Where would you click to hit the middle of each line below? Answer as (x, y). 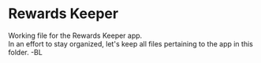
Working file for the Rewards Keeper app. (75, 35)
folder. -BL (26, 52)
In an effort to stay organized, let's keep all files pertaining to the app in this (131, 43)
